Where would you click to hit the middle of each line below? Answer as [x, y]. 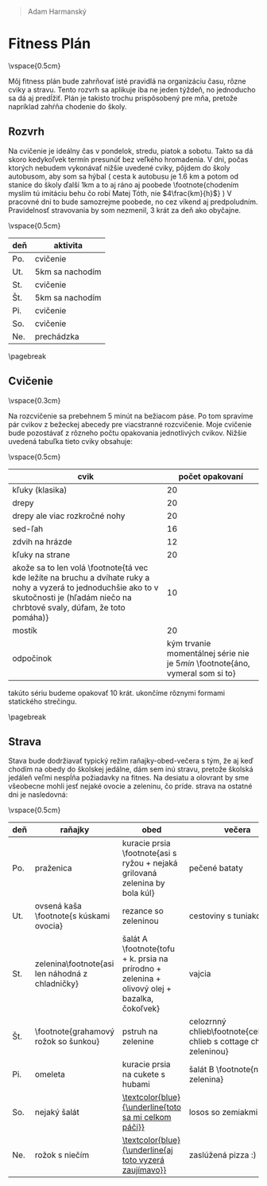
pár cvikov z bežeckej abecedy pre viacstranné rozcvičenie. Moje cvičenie [130, 424]
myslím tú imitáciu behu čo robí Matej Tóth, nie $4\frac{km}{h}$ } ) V [120, 193]
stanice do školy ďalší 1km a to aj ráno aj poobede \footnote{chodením [124, 185]
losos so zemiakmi [223, 1113]
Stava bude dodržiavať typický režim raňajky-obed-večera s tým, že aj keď [131, 761]
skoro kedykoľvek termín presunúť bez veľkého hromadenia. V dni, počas [128, 159]
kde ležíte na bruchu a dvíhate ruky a [81, 577]
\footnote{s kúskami [72, 916]
